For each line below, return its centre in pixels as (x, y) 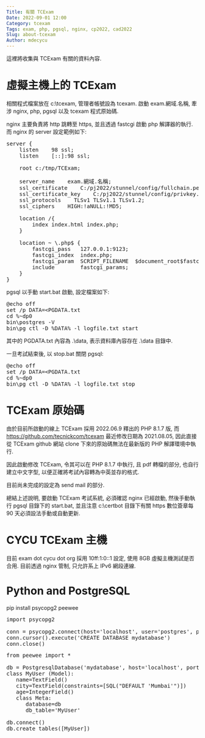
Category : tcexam (28, 23)
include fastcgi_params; (81, 267)
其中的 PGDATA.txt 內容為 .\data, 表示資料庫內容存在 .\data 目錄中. (89, 341)
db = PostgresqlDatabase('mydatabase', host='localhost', (95, 667)
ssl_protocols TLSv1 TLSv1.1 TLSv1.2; (82, 200)
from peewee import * (39, 655)
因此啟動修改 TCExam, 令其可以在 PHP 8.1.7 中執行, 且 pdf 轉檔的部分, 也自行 (103, 464)
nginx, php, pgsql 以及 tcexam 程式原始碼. (66, 111)
